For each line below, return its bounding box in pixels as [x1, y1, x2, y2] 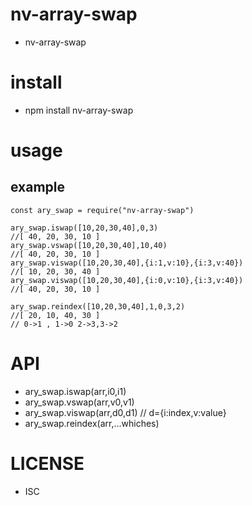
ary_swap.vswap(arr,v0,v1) [24, 396, 135, 408]
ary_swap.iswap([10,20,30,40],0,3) [10, 223, 159, 233]
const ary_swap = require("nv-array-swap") [10, 205, 195, 215]
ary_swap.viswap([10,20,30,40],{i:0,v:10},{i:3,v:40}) [10, 275, 244, 285]
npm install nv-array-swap [24, 104, 134, 116]
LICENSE [10, 453, 85, 475]
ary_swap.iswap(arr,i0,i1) [24, 385, 127, 397]
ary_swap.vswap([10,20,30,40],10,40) [10, 240, 168, 250]
